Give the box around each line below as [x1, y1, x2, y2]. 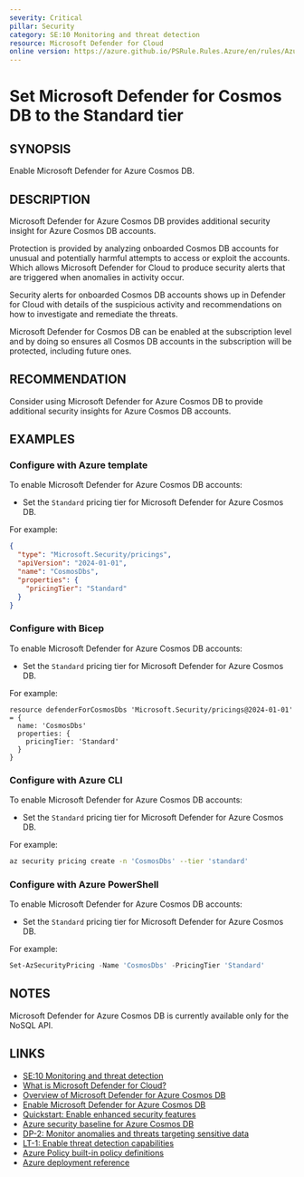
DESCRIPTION [9, 191, 90, 207]
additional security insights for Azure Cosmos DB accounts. [9, 405, 232, 416]
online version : [9, 47, 71, 56]
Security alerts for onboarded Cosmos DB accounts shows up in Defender [9, 289, 287, 300]
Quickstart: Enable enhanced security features [22, 1108, 196, 1120]
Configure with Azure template [9, 459, 148, 472]
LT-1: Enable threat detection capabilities [22, 1137, 175, 1148]
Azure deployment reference [22, 1157, 130, 1168]
